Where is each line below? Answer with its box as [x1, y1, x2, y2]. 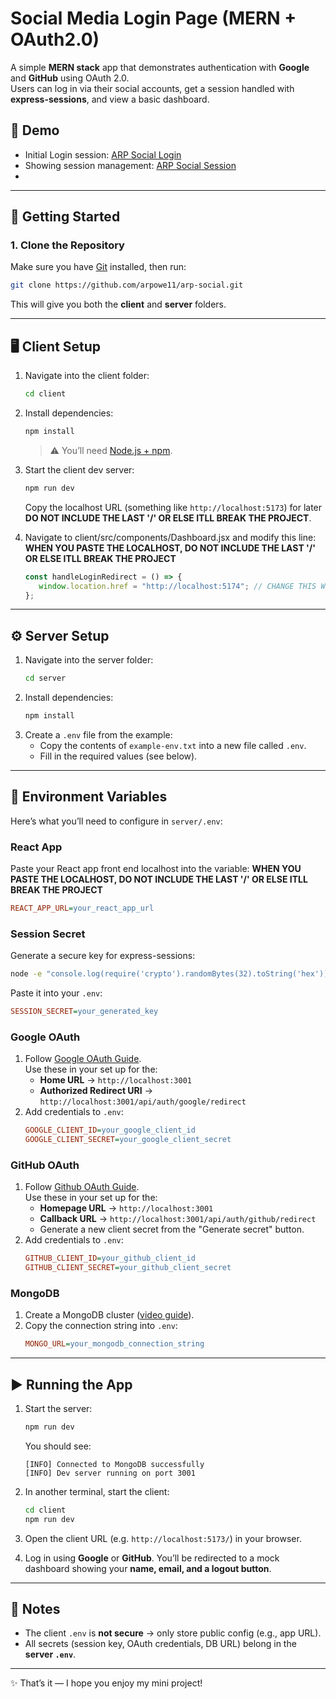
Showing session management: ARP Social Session [24, 159, 237, 171]
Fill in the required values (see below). [39, 750, 198, 762]
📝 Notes [10, 1601, 61, 1618]
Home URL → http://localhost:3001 [39, 1074, 193, 1086]
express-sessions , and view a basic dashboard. [10, 93, 210, 105]
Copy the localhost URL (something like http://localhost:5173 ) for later [24, 501, 323, 513]
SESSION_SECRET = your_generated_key [10, 1007, 159, 1017]
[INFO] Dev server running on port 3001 [24, 1468, 196, 1478]
